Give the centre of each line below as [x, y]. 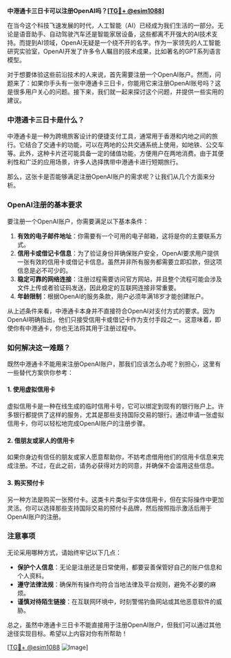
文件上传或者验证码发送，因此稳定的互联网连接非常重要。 [98, 287]
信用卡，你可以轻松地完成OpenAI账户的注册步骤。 [78, 424]
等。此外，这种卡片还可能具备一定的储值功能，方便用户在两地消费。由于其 [112, 154]
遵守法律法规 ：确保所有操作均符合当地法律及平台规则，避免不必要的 [113, 584]
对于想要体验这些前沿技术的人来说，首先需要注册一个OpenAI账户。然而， [111, 74]
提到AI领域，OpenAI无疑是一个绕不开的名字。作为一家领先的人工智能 [123, 43]
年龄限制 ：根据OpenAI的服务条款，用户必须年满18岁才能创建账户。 [112, 296]
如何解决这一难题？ [39, 347]
